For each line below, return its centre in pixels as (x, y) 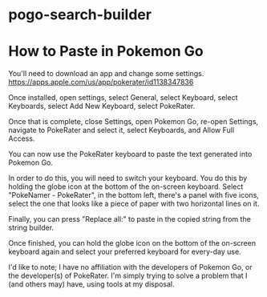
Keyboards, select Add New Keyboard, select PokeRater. (102, 106)
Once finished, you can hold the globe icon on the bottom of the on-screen (132, 243)
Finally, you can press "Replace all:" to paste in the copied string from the (129, 219)
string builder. (31, 228)
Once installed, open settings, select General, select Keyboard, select (123, 98)
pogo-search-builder (80, 15)
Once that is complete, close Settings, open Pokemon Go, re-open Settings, (133, 122)
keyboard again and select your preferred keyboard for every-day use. (125, 252)
